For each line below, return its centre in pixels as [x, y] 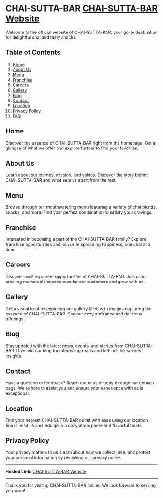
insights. [14, 356]
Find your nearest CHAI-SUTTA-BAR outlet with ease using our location [77, 420]
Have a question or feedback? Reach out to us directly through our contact [80, 383]
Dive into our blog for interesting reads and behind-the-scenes [79, 351]
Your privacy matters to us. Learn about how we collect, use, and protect [78, 452]
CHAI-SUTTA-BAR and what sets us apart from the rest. [61, 180]
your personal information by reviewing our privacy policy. [63, 457]
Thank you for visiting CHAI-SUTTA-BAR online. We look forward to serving [81, 485]
